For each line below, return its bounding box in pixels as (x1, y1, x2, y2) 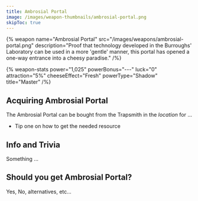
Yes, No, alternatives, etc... (6, 188, 72, 195)
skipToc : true (6, 19, 41, 25)
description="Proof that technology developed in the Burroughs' (35, 42, 192, 49)
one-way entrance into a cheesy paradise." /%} (6, 54, 122, 62)
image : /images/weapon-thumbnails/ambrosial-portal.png (6, 14, 147, 20)
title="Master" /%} (6, 78, 51, 85)
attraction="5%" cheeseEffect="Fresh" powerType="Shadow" (6, 72, 158, 80)
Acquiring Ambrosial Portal (6, 95, 108, 106)
